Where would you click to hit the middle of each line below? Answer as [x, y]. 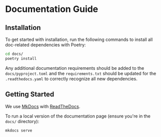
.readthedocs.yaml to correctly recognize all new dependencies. [71, 79]
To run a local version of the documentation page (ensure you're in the [78, 116]
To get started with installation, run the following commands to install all [79, 39]
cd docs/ [14, 54]
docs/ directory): [22, 121]
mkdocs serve [19, 131]
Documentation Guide [52, 9]
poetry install [21, 58]
